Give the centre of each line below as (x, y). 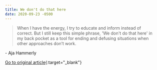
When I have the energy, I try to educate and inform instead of (79, 28)
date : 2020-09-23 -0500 (29, 14)
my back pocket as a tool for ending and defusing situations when (83, 38)
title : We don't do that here (36, 9)
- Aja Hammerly (21, 53)
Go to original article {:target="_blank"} (43, 62)
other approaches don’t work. (47, 43)
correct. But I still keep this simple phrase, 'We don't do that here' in (85, 33)
